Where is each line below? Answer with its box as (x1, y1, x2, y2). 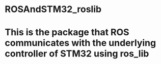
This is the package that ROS (5, 27, 129, 38)
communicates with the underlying (5, 37, 156, 49)
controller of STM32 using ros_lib (5, 48, 149, 59)
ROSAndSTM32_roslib (5, 4, 102, 15)
